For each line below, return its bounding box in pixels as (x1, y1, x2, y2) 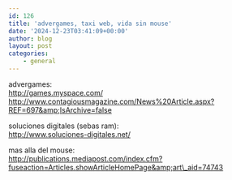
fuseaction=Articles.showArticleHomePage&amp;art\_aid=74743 (8, 162, 224, 172)
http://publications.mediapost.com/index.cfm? (8, 153, 163, 163)
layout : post (8, 42, 53, 50)
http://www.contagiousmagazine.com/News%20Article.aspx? (8, 96, 215, 106)
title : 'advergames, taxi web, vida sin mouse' (8, 19, 173, 28)
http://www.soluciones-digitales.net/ (8, 129, 131, 139)
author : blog (8, 34, 53, 43)
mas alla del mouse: (8, 145, 75, 155)
